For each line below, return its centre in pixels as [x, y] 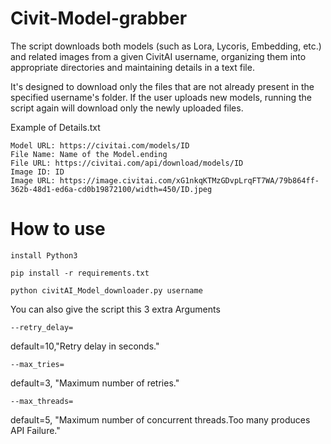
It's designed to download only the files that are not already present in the [162, 86]
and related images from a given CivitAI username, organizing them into [158, 56]
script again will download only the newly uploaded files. [127, 108]
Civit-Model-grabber [99, 18]
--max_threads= [42, 401]
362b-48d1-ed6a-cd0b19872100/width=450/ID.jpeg [111, 189]
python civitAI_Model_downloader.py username [106, 290]
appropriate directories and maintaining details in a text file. [132, 67]
